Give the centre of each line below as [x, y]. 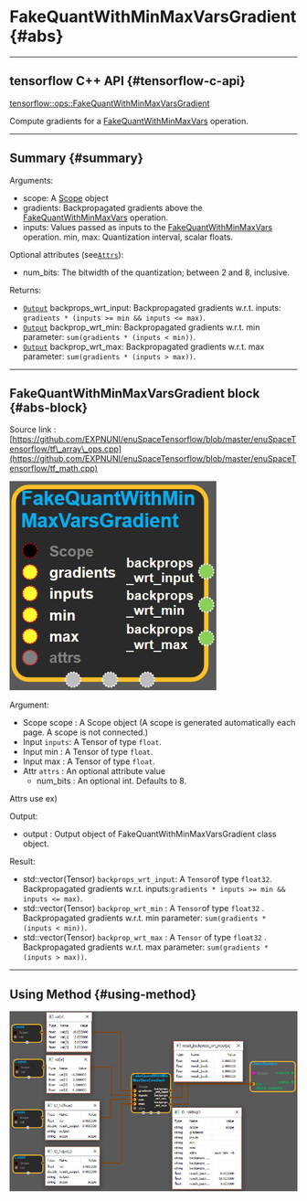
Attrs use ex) [33, 799]
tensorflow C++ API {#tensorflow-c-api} [127, 81]
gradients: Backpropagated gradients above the [112, 207]
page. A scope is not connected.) [85, 732]
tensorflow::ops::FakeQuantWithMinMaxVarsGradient [110, 103]
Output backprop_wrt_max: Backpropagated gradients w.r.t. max [143, 346]
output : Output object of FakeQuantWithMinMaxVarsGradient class [149, 834]
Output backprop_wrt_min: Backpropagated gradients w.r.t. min [141, 327]
